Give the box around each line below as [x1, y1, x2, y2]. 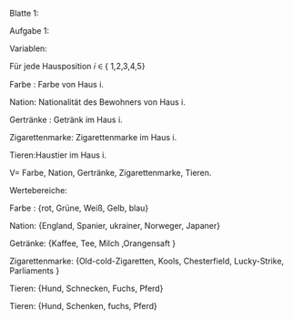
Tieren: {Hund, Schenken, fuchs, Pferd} [9, 301, 157, 311]
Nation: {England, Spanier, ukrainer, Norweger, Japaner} [9, 221, 221, 231]
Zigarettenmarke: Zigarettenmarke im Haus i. [9, 132, 177, 142]
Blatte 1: [9, 8, 39, 18]
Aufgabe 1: [9, 26, 50, 36]
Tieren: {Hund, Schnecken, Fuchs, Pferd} [9, 283, 164, 294]
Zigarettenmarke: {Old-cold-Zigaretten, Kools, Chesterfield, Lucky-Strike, [9, 255, 285, 266]
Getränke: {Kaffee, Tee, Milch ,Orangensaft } [9, 238, 176, 249]
